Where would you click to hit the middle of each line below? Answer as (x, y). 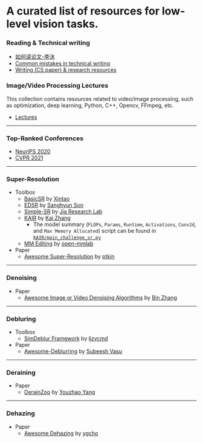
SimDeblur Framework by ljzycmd (66, 338)
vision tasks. (66, 24)
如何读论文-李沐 (35, 57)
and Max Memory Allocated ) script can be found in (95, 231)
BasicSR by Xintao (47, 199)
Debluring (21, 319)
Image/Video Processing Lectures (57, 86)
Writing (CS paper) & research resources (66, 70)
